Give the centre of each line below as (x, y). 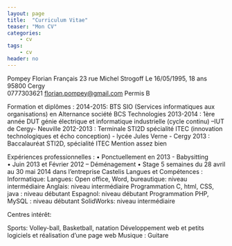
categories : (24, 33)
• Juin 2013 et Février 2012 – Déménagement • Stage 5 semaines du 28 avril (116, 164)
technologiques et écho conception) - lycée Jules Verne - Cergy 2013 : (108, 136)
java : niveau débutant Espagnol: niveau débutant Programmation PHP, (108, 193)
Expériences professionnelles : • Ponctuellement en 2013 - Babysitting (108, 157)
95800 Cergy (26, 86)
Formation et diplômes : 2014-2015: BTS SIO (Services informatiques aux (111, 106)
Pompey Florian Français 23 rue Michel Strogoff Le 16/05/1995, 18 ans (107, 78)
